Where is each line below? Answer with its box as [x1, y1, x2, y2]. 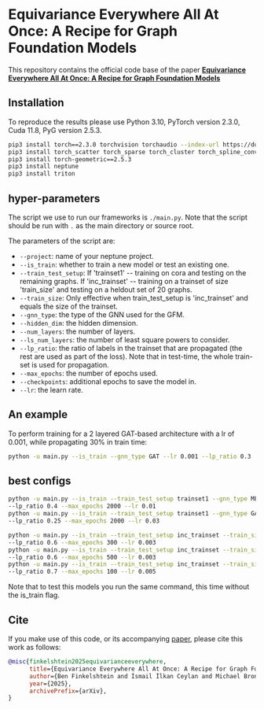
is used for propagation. [31, 360, 109, 369]
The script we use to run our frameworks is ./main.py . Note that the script [8, 212, 247, 222]
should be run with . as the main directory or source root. [8, 220, 194, 230]
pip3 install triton [8, 170, 76, 178]
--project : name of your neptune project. [19, 251, 155, 260]
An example [8, 408, 68, 422]
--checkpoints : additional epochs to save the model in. [19, 376, 196, 386]
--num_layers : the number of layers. [19, 327, 136, 336]
